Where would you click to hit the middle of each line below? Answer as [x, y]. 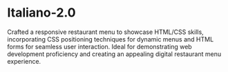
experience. [24, 61]
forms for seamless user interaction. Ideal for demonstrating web [99, 46]
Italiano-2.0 [41, 13]
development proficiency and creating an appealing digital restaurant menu [114, 54]
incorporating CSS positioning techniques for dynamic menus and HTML [111, 39]
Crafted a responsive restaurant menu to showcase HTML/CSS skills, [105, 32]
